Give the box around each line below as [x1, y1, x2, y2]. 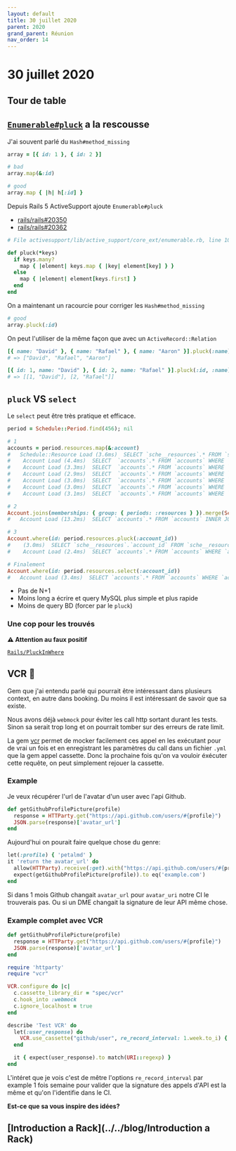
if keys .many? [13, 256, 55, 263]
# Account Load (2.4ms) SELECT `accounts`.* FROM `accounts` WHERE [7, 548, 221, 555]
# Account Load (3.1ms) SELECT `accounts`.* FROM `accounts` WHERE [7, 490, 225, 497]
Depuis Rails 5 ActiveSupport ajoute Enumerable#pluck [7, 202, 164, 210]
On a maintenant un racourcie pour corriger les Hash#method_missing [7, 301, 205, 309]
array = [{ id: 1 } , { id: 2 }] [7, 150, 102, 158]
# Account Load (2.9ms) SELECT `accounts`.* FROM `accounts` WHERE [7, 470, 225, 478]
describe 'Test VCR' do [7, 1022, 77, 1029]
